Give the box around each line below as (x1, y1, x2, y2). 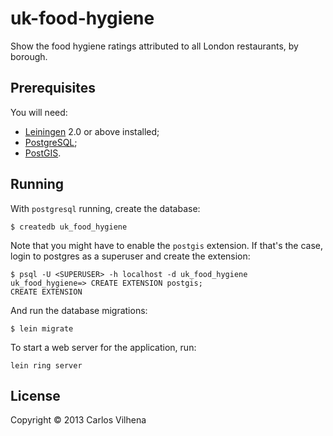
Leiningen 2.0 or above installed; (24, 125, 160, 137)
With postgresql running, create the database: (10, 202, 201, 214)
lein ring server (10, 360, 83, 371)
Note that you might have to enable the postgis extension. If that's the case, (10, 239, 324, 251)
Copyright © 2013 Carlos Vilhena (10, 414, 147, 426)
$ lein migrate (10, 323, 74, 334)
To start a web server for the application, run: (10, 341, 197, 353)
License (10, 387, 61, 404)
